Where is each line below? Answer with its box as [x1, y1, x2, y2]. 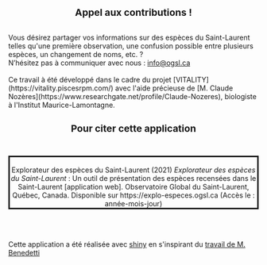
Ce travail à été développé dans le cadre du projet [8, 75, 172, 84]
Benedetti [8, 248, 41, 258]
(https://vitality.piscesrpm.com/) [8, 83, 114, 93]
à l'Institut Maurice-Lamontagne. [8, 100, 115, 109]
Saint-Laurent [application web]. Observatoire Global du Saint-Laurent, [17, 182, 250, 192]
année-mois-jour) [104, 199, 163, 209]
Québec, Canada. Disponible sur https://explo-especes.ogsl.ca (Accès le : [11, 190, 256, 200]
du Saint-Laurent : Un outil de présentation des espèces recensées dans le [10, 174, 257, 183]
